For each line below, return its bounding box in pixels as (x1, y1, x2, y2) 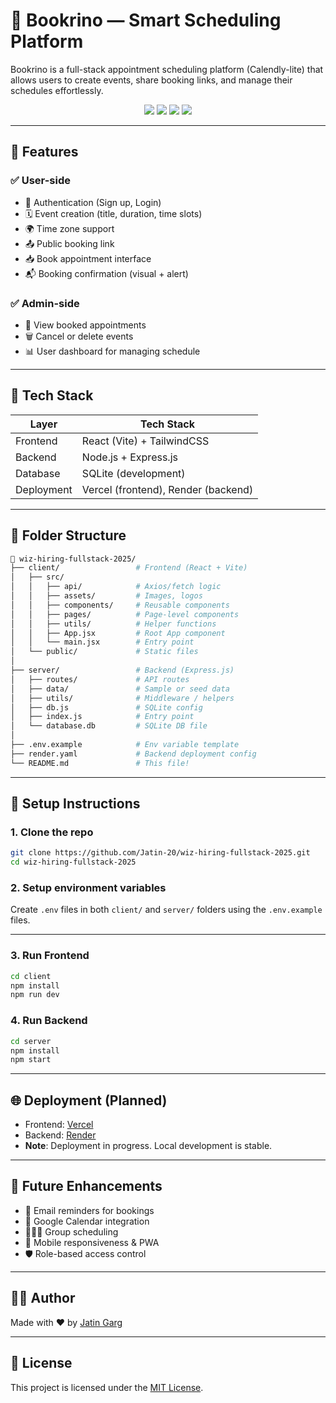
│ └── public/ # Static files (10, 647, 199, 657)
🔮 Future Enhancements (10, 1178, 163, 1195)
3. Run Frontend (10, 949, 90, 963)
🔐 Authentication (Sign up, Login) (24, 196, 162, 208)
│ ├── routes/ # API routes (10, 674, 190, 684)
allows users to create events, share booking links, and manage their (10, 74, 293, 86)
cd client (10, 971, 52, 981)
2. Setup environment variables (10, 881, 167, 895)
